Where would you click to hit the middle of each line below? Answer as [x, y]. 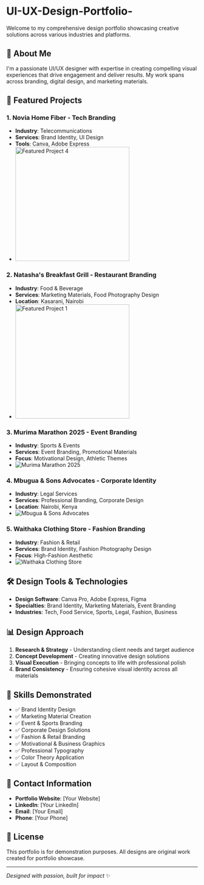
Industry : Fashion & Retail [47, 542]
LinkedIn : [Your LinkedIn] [47, 805]
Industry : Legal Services [46, 494]
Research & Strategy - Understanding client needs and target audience [104, 650]
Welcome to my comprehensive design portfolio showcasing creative [93, 28]
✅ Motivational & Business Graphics [60, 744]
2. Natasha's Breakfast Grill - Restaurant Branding [81, 275]
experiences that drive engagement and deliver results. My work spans [95, 75]
